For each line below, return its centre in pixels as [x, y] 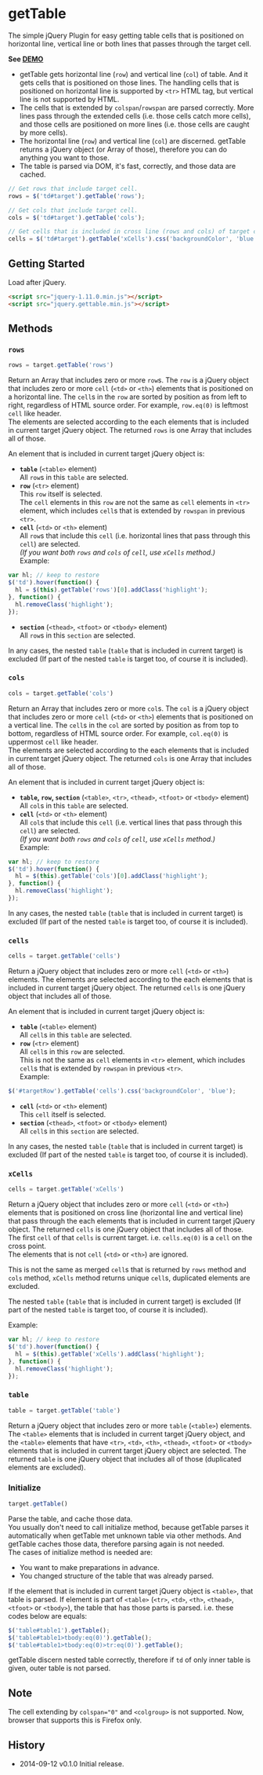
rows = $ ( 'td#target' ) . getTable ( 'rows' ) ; [77, 196]
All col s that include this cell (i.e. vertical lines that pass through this [131, 822]
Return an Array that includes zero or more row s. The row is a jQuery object [128, 380]
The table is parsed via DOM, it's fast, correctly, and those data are [128, 166]
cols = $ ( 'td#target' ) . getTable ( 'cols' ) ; [77, 218]
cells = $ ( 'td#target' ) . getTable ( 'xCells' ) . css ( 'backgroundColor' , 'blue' [133, 239]
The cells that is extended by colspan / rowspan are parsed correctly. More [137, 108]
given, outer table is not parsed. [59, 1668]
